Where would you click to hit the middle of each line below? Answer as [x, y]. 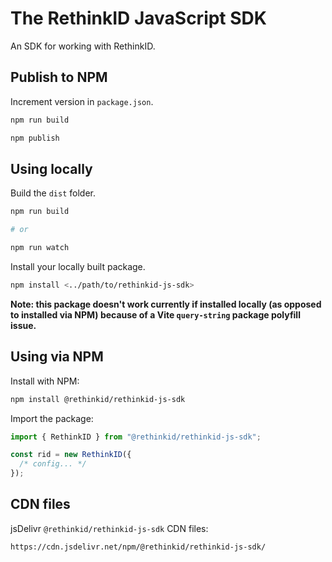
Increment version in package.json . [82, 101]
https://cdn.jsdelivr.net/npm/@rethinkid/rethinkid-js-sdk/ [138, 547]
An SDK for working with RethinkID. [83, 46]
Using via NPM [57, 357]
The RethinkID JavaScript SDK [138, 18]
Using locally [51, 168]
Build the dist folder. [53, 193]
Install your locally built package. [78, 266]
